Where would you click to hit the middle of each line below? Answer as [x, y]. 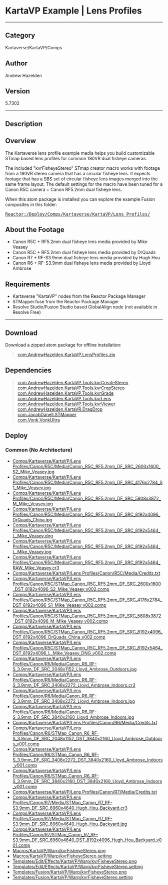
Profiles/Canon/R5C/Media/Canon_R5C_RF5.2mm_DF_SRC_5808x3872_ [86, 498]
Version [17, 91]
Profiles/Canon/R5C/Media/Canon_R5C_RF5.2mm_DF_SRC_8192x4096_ [86, 514]
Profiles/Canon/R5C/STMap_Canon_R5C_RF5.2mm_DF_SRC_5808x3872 [87, 616]
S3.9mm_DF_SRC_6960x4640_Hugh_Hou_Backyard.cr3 [70, 808]
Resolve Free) [26, 312]
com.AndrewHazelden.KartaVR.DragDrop [60, 409]
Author [16, 64]
